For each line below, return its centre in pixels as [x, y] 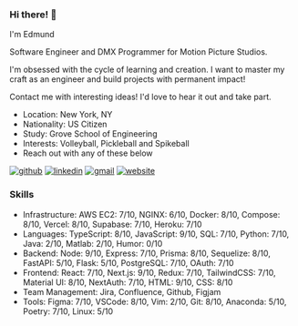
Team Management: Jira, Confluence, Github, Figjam [122, 291]
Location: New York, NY [67, 115]
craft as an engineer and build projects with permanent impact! [128, 79]
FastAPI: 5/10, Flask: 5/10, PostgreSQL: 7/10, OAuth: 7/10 [128, 262]
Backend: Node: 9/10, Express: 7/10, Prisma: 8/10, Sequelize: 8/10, [146, 253]
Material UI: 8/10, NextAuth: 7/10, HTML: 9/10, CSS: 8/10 [128, 282]
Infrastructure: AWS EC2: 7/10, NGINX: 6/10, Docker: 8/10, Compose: [151, 214]
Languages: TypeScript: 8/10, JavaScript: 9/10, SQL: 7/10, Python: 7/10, [156, 234]
